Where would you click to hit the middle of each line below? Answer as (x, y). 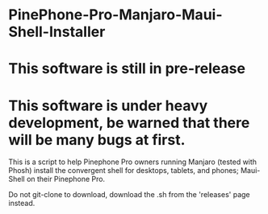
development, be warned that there (129, 123)
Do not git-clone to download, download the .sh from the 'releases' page (129, 195)
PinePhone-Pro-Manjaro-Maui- (115, 15)
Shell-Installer (57, 32)
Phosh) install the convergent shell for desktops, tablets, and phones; (124, 171)
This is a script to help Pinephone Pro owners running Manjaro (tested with (132, 162)
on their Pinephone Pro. (66, 179)
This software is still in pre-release (127, 69)
